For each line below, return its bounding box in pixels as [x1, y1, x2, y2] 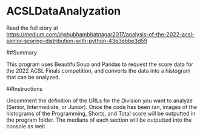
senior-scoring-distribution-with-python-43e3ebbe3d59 [6, 37, 147, 44]
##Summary [6, 48, 38, 56]
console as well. [6, 122, 47, 130]
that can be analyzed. [6, 73, 61, 81]
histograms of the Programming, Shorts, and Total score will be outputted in [6, 110, 196, 117]
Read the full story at [6, 24, 59, 31]
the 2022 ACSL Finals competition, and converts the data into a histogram [6, 67, 191, 74]
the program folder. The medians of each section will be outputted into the [6, 116, 192, 123]
